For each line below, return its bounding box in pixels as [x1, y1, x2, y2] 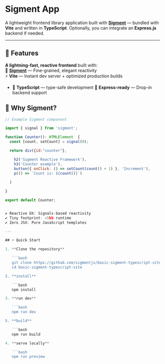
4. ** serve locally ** [5, 341, 50, 346]
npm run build [11, 331, 41, 337]
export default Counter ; [5, 198, 56, 203]
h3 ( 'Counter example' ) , [14, 162, 63, 166]
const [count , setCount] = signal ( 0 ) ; [9, 139, 89, 144]
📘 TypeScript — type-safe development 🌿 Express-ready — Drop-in [12, 84, 152, 90]
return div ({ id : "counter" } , [9, 148, 67, 153]
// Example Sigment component [5, 117, 67, 122]
